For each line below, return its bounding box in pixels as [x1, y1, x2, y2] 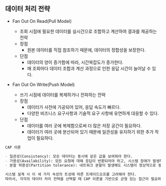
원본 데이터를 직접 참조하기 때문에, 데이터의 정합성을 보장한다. [27, 46, 146, 53]
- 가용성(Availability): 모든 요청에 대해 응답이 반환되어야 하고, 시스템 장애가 [5, 158, 151, 163]
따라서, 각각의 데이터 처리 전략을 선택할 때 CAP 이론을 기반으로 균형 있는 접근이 [5, 177, 149, 182]
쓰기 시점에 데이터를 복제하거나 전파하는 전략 [19, 92, 106, 97]
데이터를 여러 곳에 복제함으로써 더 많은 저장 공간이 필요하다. [27, 123, 142, 129]
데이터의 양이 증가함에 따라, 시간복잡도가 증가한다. [27, 59, 124, 65]
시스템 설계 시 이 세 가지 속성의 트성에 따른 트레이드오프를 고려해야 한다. [5, 172, 137, 177]
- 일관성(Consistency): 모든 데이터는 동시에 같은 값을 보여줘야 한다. [5, 154, 133, 159]
